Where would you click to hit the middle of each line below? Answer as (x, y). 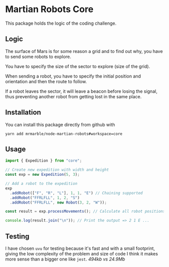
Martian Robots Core (50, 9)
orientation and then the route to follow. (46, 81)
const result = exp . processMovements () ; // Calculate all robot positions (85, 212)
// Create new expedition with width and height (57, 170)
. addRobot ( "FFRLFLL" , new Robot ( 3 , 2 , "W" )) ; (58, 203)
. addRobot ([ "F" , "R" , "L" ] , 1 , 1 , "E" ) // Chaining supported (76, 193)
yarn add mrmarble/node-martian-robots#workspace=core (64, 134)
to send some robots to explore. (38, 56)
